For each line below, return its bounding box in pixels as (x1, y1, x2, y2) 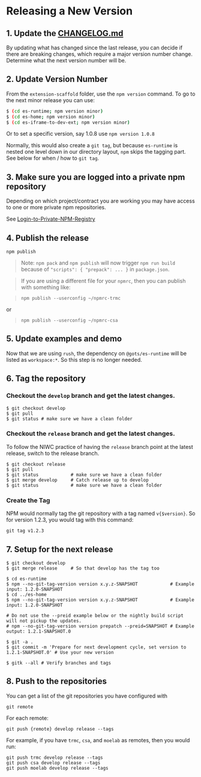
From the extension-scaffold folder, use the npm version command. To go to (6, 90, 196, 97)
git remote (6, 704, 34, 710)
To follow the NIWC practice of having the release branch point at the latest (6, 443, 193, 450)
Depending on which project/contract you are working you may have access (6, 197, 195, 205)
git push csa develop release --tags (6, 760, 101, 766)
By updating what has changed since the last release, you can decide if (6, 44, 183, 51)
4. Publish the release (6, 233, 89, 243)
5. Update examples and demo (6, 334, 122, 344)
